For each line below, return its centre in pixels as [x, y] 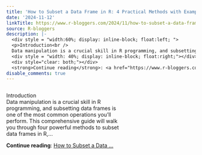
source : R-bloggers [31, 29]
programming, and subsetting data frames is [61, 108]
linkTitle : [20, 23]
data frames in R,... [29, 134]
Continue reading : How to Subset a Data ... [60, 145]
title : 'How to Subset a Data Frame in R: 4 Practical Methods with [94, 12]
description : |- [26, 34]
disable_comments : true [36, 73]
